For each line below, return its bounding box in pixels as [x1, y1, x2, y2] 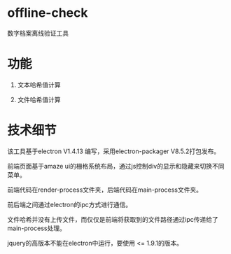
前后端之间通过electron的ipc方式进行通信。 [7, 200, 132, 209]
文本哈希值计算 [17, 80, 61, 89]
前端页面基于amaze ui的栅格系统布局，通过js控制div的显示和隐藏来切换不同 [7, 162, 225, 170]
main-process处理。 [7, 224, 66, 232]
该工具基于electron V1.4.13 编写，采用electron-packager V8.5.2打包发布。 [7, 147, 220, 155]
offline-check [7, 5, 88, 21]
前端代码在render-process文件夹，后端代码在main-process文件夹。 [7, 185, 203, 194]
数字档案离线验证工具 [7, 29, 69, 37]
